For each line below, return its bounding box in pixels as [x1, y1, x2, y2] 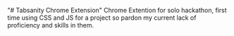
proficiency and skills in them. [7, 21, 94, 29]
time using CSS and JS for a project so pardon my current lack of [7, 13, 197, 22]
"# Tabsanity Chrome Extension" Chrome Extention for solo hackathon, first [7, 6, 227, 14]
